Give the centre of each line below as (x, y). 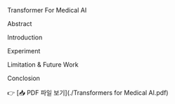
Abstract (20, 24)
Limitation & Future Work (43, 65)
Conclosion (24, 78)
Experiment (24, 51)
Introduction (25, 37)
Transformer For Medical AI (47, 10)
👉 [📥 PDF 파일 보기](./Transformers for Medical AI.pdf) (88, 93)
